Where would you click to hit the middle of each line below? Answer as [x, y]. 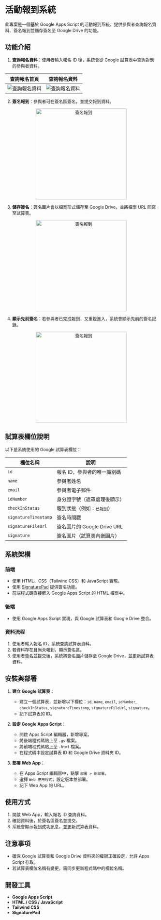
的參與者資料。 [27, 66]
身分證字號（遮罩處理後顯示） [91, 499]
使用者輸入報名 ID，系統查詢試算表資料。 [53, 643]
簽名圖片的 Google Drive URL [90, 526]
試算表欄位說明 [27, 437]
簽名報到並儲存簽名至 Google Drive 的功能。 [57, 30]
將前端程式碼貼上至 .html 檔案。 [51, 746]
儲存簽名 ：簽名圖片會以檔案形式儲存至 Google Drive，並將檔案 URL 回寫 [84, 207]
